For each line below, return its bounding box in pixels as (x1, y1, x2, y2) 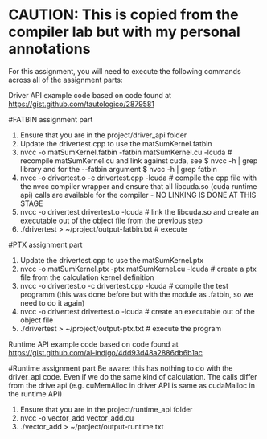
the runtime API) (8, 388, 63, 399)
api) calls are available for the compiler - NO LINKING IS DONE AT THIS (19, 190, 257, 199)
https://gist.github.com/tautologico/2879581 (8, 99, 155, 109)
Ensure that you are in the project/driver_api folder (19, 130, 187, 140)
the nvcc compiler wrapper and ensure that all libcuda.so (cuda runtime (19, 181, 257, 191)
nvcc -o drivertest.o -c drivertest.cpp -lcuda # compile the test (19, 281, 229, 290)
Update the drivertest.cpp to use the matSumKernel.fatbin (19, 138, 212, 148)
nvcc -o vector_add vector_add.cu (19, 412, 134, 423)
